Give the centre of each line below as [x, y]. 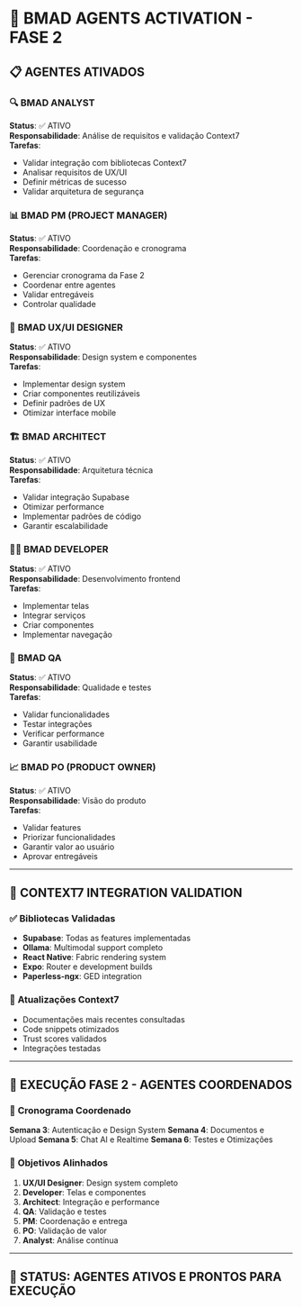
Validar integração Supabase [76, 497]
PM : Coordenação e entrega [75, 1221]
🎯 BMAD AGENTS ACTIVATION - [131, 18]
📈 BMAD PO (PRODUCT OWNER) [83, 767]
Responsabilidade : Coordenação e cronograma [98, 249]
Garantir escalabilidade [65, 525]
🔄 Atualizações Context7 [64, 1000]
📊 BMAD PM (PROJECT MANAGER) [89, 215]
